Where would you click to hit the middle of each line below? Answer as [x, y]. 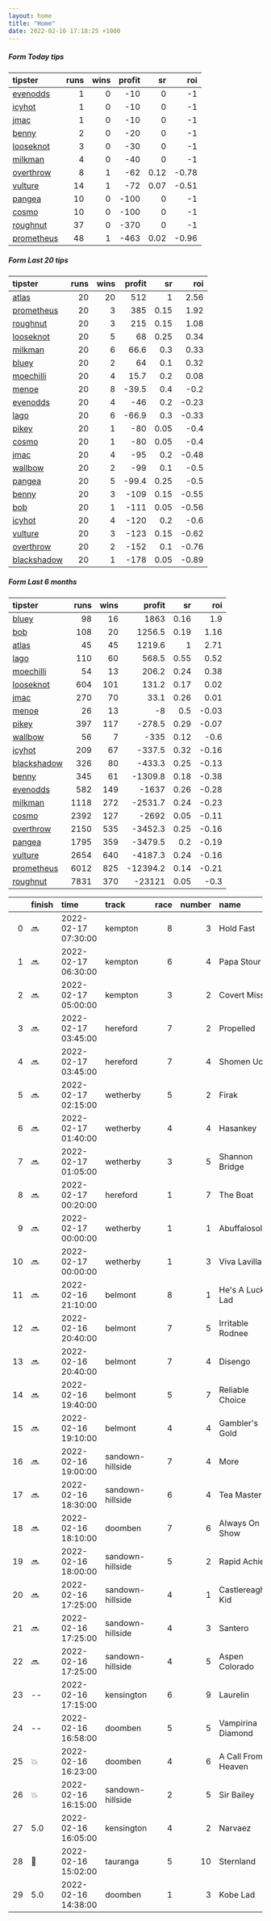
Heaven [233, 1767]
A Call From [241, 1756]
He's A [231, 1290]
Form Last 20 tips [38, 260]
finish [42, 905]
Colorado [236, 1667]
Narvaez [235, 1828]
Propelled [237, 1028]
